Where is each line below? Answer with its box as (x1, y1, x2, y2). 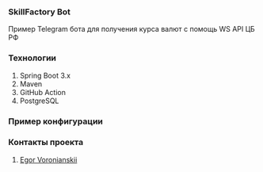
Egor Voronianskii (19, 155, 78, 164)
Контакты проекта (8, 137, 84, 148)
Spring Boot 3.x (19, 71, 71, 80)
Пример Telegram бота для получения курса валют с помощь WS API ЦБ (8, 25, 255, 34)
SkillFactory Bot (8, 6, 71, 17)
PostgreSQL (19, 96, 59, 105)
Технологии (8, 52, 57, 63)
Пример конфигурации (8, 116, 103, 127)
